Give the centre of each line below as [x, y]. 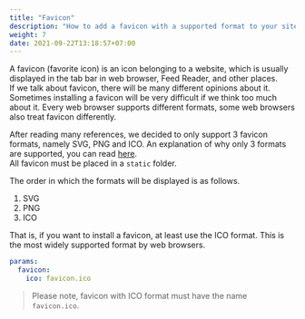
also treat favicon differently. [63, 117]
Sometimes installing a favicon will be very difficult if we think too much [143, 98]
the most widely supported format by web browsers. [108, 245]
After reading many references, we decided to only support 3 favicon [138, 135]
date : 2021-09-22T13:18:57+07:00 [73, 43]
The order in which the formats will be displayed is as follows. [125, 181]
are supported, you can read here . [74, 154]
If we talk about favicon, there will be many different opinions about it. [140, 88]
